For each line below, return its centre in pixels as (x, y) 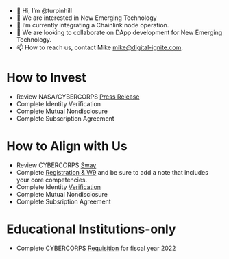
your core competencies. (52, 180)
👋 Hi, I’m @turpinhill (44, 11)
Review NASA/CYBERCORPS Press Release (78, 97)
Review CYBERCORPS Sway (56, 165)
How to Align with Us (67, 146)
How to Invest (46, 78)
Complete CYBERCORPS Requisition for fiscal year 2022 (96, 248)
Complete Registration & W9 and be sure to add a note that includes (112, 172)
